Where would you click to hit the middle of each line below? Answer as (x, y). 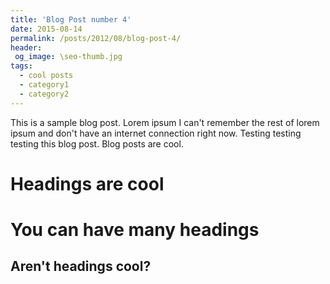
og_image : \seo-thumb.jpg (68, 57)
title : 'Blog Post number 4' (71, 19)
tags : (21, 66)
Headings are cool (87, 183)
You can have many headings (135, 230)
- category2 (44, 94)
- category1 (44, 85)
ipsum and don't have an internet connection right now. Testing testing (156, 133)
